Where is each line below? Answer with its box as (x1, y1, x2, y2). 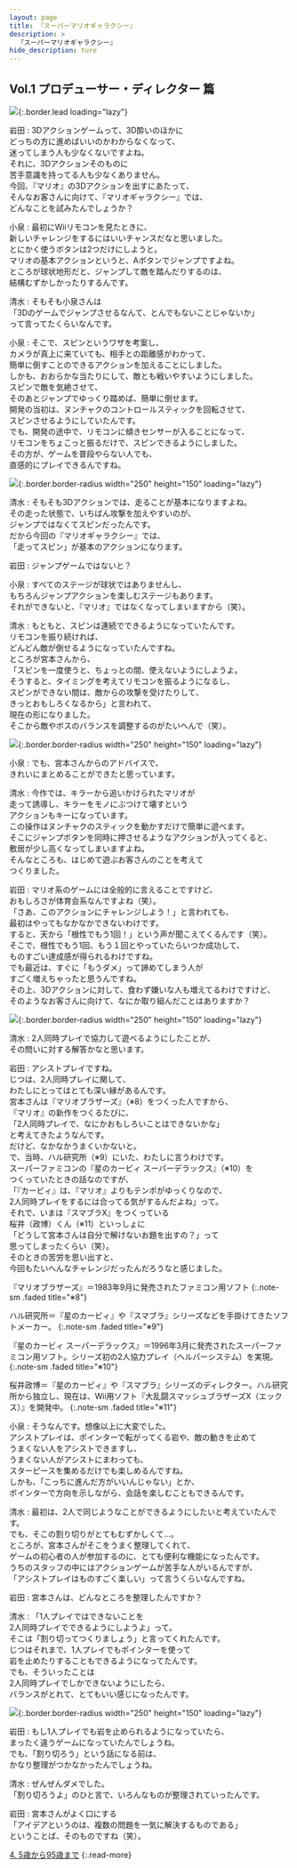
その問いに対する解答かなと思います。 (9, 1043, 149, 1054)
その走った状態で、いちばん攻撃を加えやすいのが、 (9, 508, 197, 519)
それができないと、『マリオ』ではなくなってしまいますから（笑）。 (9, 601, 251, 612)
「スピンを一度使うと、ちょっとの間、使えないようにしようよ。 (9, 664, 243, 675)
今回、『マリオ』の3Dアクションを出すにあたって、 (9, 180, 194, 191)
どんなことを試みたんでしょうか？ (9, 202, 134, 213)
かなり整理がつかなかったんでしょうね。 (9, 1759, 157, 1770)
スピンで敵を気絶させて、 (9, 382, 103, 392)
